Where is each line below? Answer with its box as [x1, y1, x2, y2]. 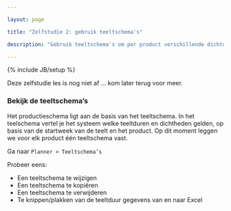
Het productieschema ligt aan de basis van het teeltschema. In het [7, 111, 195, 120]
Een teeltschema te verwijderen [16, 188, 107, 197]
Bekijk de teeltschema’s [7, 96, 88, 106]
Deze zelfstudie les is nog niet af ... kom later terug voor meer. [7, 79, 184, 87]
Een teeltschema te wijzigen [16, 173, 98, 182]
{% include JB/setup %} [7, 66, 76, 74]
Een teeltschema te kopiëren [16, 181, 98, 189]
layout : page [7, 16, 45, 23]
